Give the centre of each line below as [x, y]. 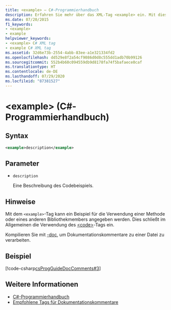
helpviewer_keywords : [28, 39]
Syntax [17, 136]
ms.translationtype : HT [31, 67]
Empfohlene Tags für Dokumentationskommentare [65, 302]
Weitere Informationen [42, 284]
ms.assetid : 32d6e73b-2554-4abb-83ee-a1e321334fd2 [60, 53]
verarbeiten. [18, 240]
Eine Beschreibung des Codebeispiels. [53, 186]
